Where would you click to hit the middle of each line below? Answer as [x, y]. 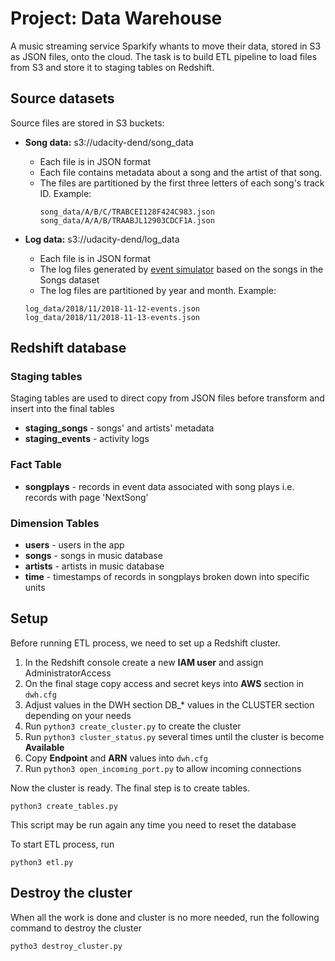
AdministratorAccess [68, 673]
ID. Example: [65, 193]
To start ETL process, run [62, 844]
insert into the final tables [62, 409]
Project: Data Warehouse [116, 18]
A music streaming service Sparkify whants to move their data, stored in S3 [166, 46]
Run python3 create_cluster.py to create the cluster [133, 726]
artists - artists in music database [94, 566]
